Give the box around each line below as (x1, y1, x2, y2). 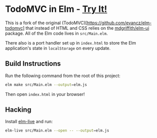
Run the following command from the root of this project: (5, 73, 121, 79)
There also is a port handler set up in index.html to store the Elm (5, 40, 136, 46)
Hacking (5, 105, 32, 114)
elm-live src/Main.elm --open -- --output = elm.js (5, 128, 110, 133)
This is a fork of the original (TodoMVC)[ (5, 20, 87, 26)
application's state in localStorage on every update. (5, 45, 111, 51)
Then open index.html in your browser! (5, 91, 85, 97)
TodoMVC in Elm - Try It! (5, 3, 108, 15)
